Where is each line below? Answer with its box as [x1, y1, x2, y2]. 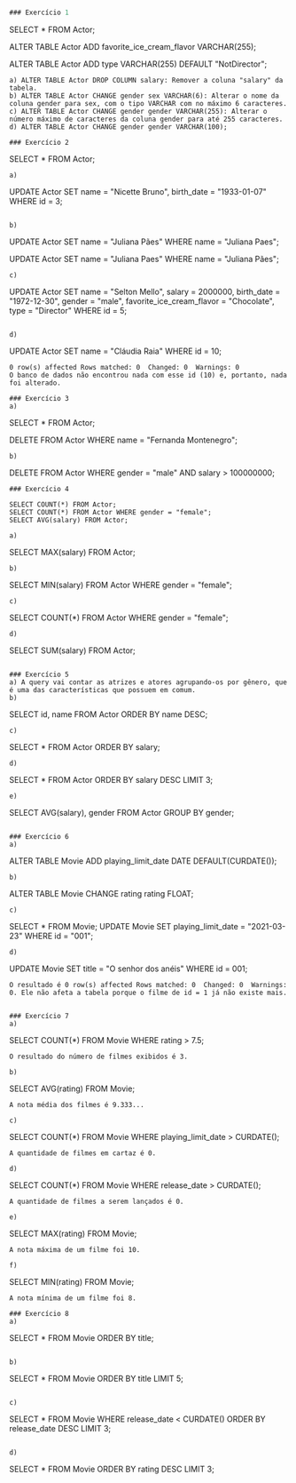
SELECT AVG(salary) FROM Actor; [9, 515, 129, 524]
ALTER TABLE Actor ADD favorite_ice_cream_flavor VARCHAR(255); [9, 41, 257, 52]
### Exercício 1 [9, 8, 69, 17]
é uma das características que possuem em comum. [9, 685, 197, 694]
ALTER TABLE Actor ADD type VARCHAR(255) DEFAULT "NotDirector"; [9, 59, 268, 69]
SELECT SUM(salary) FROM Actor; [9, 645, 136, 656]
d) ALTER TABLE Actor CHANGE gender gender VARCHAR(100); [9, 122, 228, 132]
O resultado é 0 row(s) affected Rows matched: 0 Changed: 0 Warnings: [9, 980, 288, 989]
